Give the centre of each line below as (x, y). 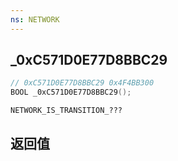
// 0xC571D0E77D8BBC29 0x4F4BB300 (82, 83)
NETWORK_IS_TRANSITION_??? (66, 111)
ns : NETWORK (35, 19)
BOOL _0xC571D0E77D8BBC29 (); (71, 92)
